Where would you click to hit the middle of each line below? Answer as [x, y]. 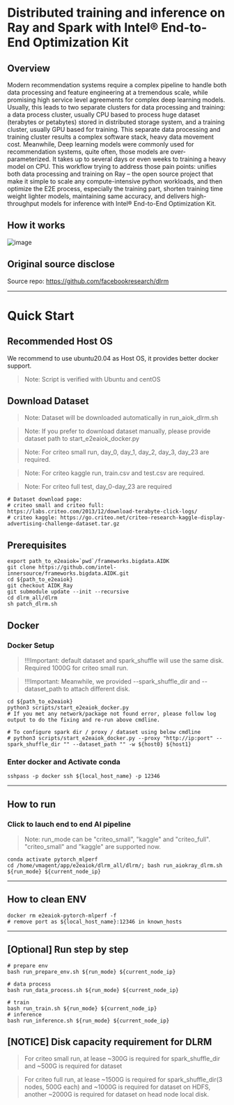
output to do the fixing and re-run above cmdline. [84, 720]
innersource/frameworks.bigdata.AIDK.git [68, 573]
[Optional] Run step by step [68, 950]
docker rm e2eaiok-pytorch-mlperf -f [62, 915]
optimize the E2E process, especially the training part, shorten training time [115, 189]
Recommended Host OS [60, 341]
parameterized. [29, 159]
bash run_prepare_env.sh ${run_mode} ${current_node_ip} [92, 972]
